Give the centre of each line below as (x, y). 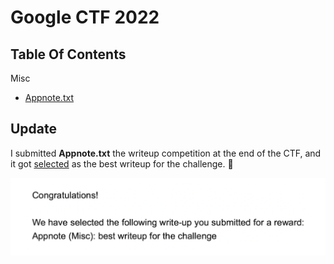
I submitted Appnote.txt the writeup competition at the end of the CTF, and (166, 153)
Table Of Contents (68, 54)
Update (34, 129)
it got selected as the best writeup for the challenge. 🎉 (122, 163)
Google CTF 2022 (85, 17)
